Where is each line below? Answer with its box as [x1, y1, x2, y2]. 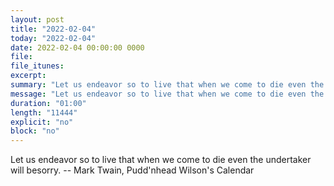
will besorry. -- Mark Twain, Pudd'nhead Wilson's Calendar [10, 164, 255, 176]
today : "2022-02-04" [10, 33, 97, 43]
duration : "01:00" [10, 98, 87, 108]
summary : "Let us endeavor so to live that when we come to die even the [10, 80, 325, 90]
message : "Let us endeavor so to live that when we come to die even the [10, 89, 325, 99]
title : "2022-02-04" [10, 24, 97, 34]
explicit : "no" [10, 117, 74, 127]
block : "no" [10, 126, 60, 136]
